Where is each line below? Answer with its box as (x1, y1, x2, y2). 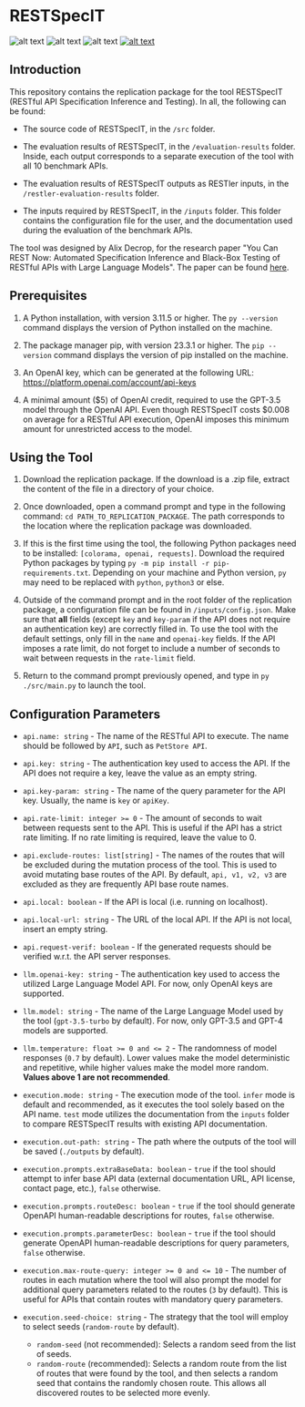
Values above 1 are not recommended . (22, 1072, 171, 1083)
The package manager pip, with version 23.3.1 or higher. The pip (22, 339, 265, 351)
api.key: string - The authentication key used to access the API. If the (22, 758, 290, 769)
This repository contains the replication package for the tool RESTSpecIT (9, 86, 283, 97)
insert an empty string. (22, 924, 108, 935)
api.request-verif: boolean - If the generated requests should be (22, 941, 271, 952)
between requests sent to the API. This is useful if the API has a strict (22, 822, 282, 834)
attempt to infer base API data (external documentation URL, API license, (22, 1173, 296, 1185)
